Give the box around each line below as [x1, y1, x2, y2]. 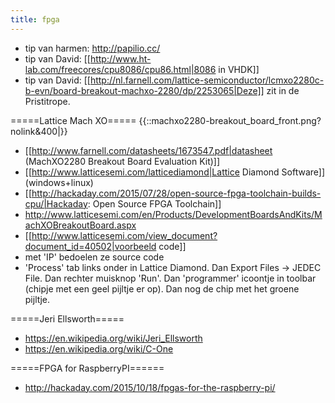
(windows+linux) [24, 176, 94, 188]
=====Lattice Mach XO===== [10, 114, 137, 126]
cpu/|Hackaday [24, 197, 88, 210]
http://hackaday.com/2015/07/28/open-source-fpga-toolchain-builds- [31, 187, 322, 199]
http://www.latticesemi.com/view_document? [31, 229, 218, 241]
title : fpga [10, 14, 60, 25]
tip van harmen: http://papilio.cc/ [24, 42, 161, 54]
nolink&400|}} [10, 125, 68, 137]
